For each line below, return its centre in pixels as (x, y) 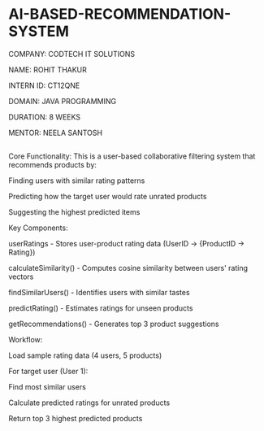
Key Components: (38, 228)
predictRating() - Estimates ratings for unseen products (101, 308)
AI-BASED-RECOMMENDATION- (120, 14)
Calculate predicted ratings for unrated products (89, 403)
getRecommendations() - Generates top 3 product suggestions (114, 324)
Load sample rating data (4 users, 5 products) (85, 355)
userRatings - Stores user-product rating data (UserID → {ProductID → (127, 244)
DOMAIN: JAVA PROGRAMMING (62, 101)
